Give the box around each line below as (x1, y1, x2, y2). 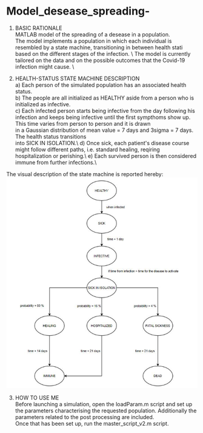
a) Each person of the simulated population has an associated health (15, 81, 187, 89)
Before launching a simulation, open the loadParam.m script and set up (15, 401, 193, 408)
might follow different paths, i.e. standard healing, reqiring (15, 146, 161, 153)
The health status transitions (15, 132, 87, 140)
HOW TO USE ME (15, 394, 59, 401)
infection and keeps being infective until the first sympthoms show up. (15, 114, 191, 121)
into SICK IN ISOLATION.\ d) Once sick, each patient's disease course (15, 139, 190, 146)
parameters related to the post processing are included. (15, 414, 155, 421)
